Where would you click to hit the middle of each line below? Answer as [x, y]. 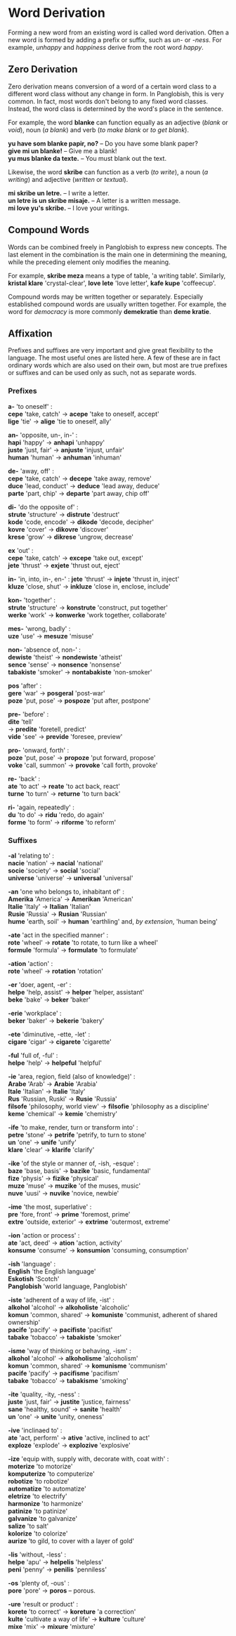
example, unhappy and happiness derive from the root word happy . [106, 47]
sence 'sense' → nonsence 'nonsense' [65, 665]
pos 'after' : [25, 686]
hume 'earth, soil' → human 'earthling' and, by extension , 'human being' [113, 921]
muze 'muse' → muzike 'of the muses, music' [74, 1186]
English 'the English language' [52, 1271]
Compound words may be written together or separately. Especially [105, 296]
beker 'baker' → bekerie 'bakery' [56, 1021]
